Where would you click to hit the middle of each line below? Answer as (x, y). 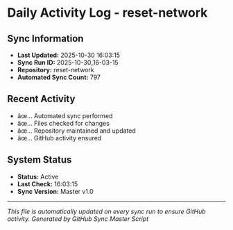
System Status (40, 160)
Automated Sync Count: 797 (59, 77)
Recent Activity (41, 99)
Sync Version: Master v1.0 (55, 191)
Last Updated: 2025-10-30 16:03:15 (68, 55)
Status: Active (38, 176)
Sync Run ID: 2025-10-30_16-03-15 (68, 63)
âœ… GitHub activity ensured (59, 138)
